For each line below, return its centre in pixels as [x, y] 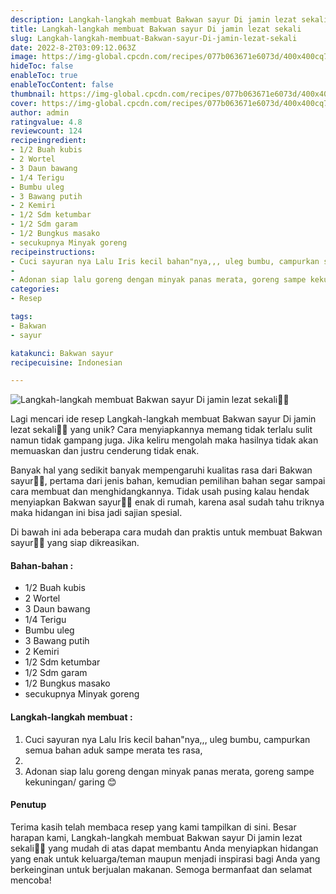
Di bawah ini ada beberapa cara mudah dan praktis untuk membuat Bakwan [166, 532]
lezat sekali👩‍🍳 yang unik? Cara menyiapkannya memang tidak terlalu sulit [161, 430]
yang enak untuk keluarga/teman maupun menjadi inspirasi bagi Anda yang [165, 858]
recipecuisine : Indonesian [66, 362]
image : [24, 57]
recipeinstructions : [53, 252]
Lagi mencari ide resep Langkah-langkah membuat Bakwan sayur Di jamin [163, 419]
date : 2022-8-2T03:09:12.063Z [73, 47]
